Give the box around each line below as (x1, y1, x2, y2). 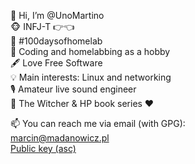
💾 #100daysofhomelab (10, 35, 103, 47)
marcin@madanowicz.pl (10, 132, 110, 144)
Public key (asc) (10, 143, 77, 154)
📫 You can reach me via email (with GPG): (10, 118, 186, 129)
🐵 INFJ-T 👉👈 (10, 21, 75, 32)
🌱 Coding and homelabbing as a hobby (10, 46, 171, 57)
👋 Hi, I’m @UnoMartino (10, 10, 105, 21)
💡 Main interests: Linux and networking (10, 71, 172, 83)
